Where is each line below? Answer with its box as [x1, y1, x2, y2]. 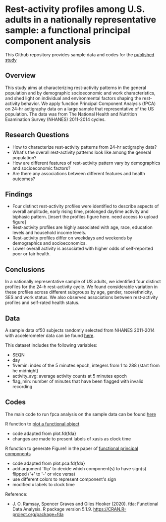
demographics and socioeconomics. [12, 240, 87, 246]
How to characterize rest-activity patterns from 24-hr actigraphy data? [12, 144, 157, 150]
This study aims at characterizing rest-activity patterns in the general [5, 85, 146, 91]
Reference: [5, 491, 28, 497]
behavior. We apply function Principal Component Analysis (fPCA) [21, 101, 156, 106]
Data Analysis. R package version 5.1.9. [12, 506, 93, 512]
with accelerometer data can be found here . [5, 332, 95, 338]
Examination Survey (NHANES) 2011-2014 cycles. [5, 116, 106, 122]
